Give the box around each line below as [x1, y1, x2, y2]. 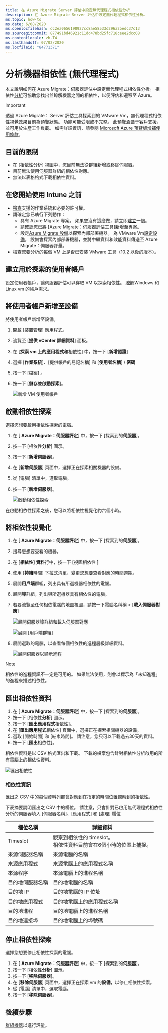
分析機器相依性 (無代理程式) [5, 68, 119, 80]
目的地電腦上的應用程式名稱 [53, 898, 119, 905]
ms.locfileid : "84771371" [5, 45, 59, 50]
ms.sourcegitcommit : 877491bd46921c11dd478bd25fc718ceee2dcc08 [5, 31, 140, 36]
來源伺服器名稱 [8, 851, 44, 858]
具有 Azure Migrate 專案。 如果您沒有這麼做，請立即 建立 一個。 [20, 218, 150, 224]
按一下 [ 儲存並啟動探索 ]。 [12, 380, 66, 386]
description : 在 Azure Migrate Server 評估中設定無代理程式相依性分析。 [5, 12, 147, 17]
